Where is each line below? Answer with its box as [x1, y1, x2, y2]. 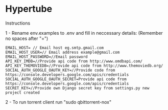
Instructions [5, 20, 31, 26]
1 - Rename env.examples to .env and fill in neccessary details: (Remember [5, 30, 163, 36]
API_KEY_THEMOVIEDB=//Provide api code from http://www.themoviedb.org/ [5, 63, 163, 68]
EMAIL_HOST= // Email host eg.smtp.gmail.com [5, 45, 104, 50]
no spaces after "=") [5, 35, 49, 41]
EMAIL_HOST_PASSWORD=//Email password [5, 54, 88, 59]
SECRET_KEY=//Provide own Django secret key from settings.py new [5, 85, 150, 91]
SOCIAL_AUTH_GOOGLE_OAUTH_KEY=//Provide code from [5, 68, 115, 73]
